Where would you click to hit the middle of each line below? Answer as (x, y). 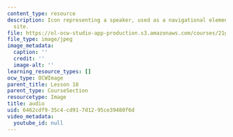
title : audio (26, 104)
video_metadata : (31, 116)
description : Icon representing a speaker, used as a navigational (107, 20)
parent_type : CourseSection (48, 91)
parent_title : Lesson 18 (43, 84)
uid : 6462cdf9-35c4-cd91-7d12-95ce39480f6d (71, 110)
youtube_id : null (38, 123)
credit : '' (29, 59)
